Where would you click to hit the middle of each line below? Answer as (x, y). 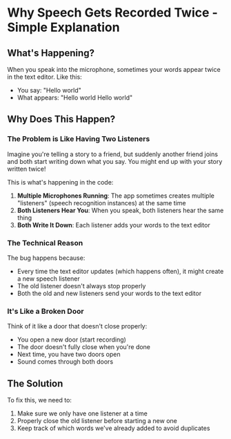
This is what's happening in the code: (60, 182)
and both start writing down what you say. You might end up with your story (115, 161)
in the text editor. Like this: (45, 77)
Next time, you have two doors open (69, 355)
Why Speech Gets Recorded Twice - (113, 13)
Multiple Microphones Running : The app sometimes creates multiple (116, 196)
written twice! (27, 169)
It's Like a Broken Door (46, 311)
